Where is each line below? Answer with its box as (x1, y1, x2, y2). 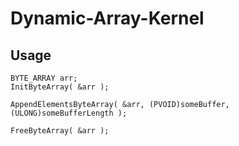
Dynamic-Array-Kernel (10, 7, 205, 30)
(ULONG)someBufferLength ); (10, 108, 128, 118)
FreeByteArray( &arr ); (10, 126, 110, 136)
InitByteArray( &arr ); (10, 82, 110, 92)
